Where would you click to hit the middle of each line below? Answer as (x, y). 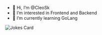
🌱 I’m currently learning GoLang (45, 18)
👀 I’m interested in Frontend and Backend (54, 13)
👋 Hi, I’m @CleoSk (31, 8)
